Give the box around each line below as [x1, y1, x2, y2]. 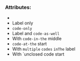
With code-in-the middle [12, 36, 62, 41]
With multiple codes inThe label [12, 46, 76, 52]
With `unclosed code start [12, 51, 64, 57]
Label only [12, 20, 33, 26]
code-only [12, 26, 33, 31]
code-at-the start [12, 41, 47, 47]
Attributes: [5, 4, 32, 11]
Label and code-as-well [12, 31, 60, 37]
